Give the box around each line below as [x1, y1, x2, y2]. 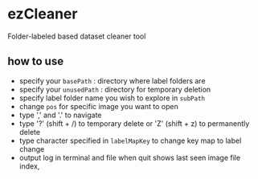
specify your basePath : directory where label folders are [18, 75, 206, 85]
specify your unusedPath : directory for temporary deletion [18, 84, 211, 94]
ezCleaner [7, 5, 78, 23]
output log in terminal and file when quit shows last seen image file [18, 153, 241, 162]
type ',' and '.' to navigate [18, 110, 102, 120]
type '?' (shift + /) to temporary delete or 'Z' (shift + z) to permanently [18, 118, 250, 128]
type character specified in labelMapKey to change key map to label [18, 136, 242, 145]
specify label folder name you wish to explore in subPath [18, 93, 206, 103]
